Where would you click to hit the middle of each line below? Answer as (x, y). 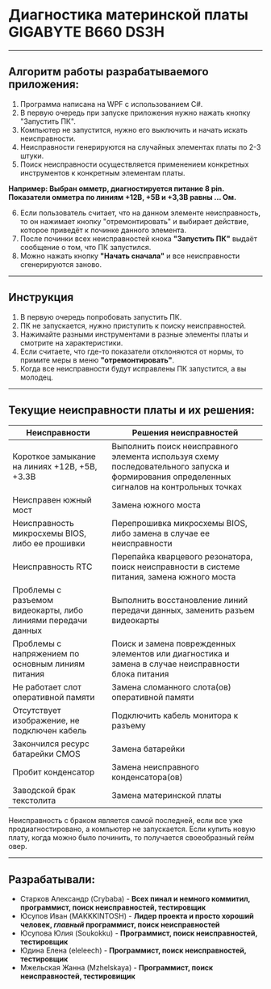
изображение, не (46, 720)
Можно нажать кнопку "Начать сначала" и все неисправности (130, 256)
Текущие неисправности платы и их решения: (132, 410)
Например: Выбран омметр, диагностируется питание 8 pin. (116, 189)
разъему (129, 726)
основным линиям (49, 664)
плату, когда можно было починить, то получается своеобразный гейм (131, 838)
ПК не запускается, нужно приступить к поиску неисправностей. (133, 325)
